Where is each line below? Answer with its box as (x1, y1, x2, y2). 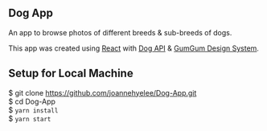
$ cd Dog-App (8, 96, 56, 106)
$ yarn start (8, 113, 51, 123)
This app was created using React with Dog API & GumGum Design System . (8, 43, 260, 53)
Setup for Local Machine (8, 67, 134, 80)
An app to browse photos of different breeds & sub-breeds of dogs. (8, 27, 232, 37)
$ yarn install (8, 104, 59, 115)
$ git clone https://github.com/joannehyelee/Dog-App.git (8, 88, 197, 97)
